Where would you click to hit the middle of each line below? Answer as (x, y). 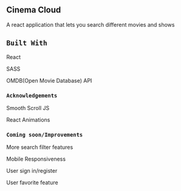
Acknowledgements (32, 95)
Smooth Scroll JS (28, 108)
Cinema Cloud (34, 10)
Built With (27, 43)
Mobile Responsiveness (36, 159)
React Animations (28, 120)
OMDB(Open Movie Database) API (49, 80)
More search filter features (40, 147)
